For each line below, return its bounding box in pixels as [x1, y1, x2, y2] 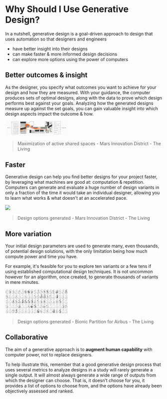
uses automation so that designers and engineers [5, 36, 107, 42]
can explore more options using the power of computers [12, 56, 129, 62]
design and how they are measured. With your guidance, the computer [5, 89, 151, 96]
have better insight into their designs [12, 46, 88, 52]
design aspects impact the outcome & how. [5, 111, 94, 117]
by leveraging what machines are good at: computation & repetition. [5, 179, 145, 185]
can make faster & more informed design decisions [12, 51, 117, 57]
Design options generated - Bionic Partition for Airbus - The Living [17, 318, 154, 324]
